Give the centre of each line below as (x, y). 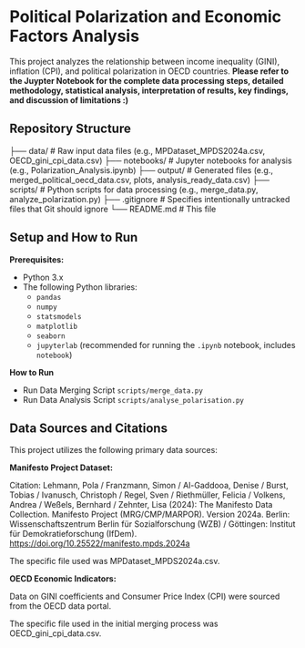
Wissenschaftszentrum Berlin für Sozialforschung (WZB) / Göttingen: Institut (152, 524)
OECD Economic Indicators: (63, 579)
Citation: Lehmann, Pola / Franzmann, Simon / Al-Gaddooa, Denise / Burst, (149, 486)
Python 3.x (43, 277)
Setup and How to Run (74, 237)
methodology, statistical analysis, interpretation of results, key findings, (149, 90)
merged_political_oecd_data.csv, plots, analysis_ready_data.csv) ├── (140, 180)
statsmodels (59, 316)
